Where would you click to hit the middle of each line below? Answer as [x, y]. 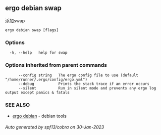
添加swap [15, 21]
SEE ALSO [18, 105]
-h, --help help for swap [39, 53]
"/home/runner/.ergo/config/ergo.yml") [46, 80]
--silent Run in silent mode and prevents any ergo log [87, 89]
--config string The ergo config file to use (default [78, 75]
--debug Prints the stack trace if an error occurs [84, 84]
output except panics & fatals [37, 93]
